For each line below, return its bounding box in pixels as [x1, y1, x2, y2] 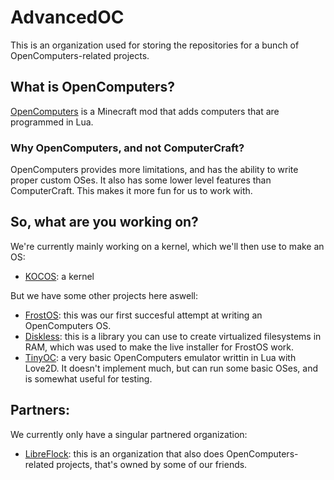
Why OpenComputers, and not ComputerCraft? [10, 141, 245, 155]
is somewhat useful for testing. [24, 372, 153, 385]
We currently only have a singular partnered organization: [10, 428, 248, 440]
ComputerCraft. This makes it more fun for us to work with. [10, 185, 253, 197]
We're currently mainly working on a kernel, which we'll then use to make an [10, 240, 325, 252]
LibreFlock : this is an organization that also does [24, 447, 225, 460]
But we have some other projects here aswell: [10, 289, 198, 301]
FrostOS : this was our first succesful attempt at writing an [24, 309, 263, 321]
